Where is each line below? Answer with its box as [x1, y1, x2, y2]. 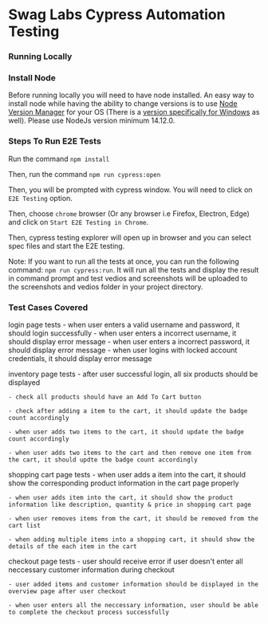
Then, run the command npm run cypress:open [8, 169, 161, 179]
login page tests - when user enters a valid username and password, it [8, 320, 240, 329]
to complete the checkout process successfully [8, 608, 170, 616]
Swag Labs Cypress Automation [8, 6, 226, 24]
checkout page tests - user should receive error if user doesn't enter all [8, 556, 243, 566]
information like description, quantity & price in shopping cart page [8, 500, 251, 508]
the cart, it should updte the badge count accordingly [8, 456, 198, 464]
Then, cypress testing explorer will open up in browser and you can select [8, 233, 251, 242]
